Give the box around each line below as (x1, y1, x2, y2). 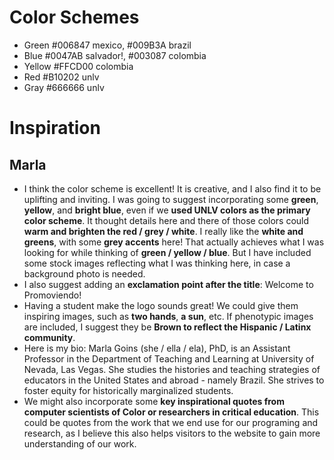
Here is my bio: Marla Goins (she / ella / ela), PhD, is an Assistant (23, 342, 291, 354)
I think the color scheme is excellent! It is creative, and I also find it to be (23, 182, 322, 195)
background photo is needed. (23, 267, 146, 280)
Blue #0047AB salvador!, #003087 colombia (23, 49, 207, 61)
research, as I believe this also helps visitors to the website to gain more (23, 427, 321, 439)
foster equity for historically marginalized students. (23, 384, 234, 396)
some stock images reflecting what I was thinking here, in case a (23, 257, 291, 269)
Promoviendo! (23, 289, 82, 301)
